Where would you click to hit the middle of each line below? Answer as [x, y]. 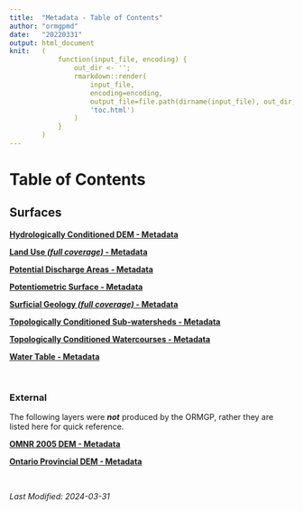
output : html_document [52, 43]
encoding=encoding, [127, 93]
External [28, 397]
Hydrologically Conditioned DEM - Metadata [94, 234]
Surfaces [36, 213]
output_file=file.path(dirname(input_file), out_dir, [193, 101]
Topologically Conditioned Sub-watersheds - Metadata [115, 322]
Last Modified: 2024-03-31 [60, 497]
